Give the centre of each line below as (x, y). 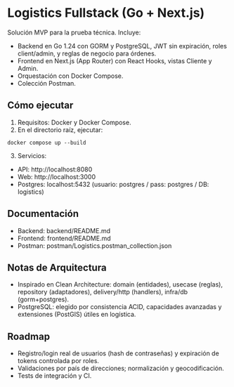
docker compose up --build (47, 143)
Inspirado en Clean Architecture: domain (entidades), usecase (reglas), (120, 284)
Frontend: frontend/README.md (64, 238)
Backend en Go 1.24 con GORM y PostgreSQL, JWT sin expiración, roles (122, 46)
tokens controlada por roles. (58, 361)
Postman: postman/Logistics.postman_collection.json (95, 245)
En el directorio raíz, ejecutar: (60, 130)
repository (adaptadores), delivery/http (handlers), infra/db (103, 292)
